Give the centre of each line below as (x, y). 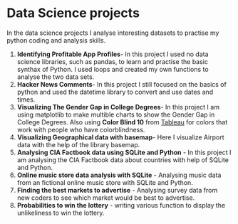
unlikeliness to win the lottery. (61, 213)
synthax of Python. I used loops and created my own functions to (113, 69)
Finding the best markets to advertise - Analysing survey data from (117, 190)
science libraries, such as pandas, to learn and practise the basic (112, 61)
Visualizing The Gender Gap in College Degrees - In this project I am (118, 107)
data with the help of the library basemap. (78, 144)
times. (26, 99)
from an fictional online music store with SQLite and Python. (105, 182)
